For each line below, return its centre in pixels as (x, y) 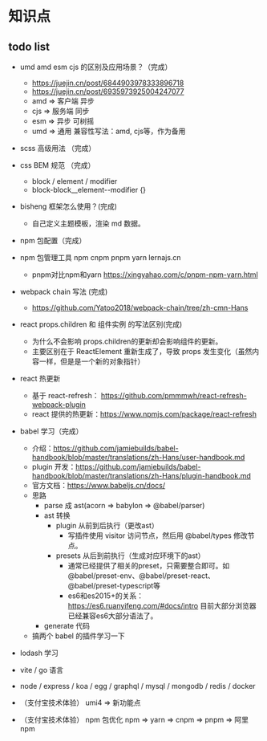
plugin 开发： (54, 467)
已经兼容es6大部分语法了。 (113, 616)
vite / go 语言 (42, 670)
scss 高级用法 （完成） (58, 148)
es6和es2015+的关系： (106, 596)
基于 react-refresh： (65, 395)
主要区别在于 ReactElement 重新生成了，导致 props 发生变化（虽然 (142, 351)
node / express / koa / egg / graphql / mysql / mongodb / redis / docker (138, 686)
